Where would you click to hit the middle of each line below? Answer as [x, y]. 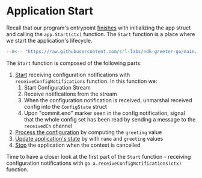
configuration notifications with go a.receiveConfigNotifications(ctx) [94, 163]
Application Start [50, 11]
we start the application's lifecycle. [49, 40]
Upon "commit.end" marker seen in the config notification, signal [104, 113]
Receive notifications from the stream [70, 94]
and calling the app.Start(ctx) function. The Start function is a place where [101, 34]
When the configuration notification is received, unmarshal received [108, 100]
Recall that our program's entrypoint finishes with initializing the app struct [99, 28]
